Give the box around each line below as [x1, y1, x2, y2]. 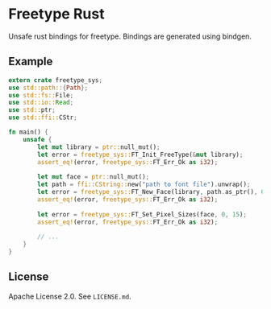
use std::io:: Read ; [8, 98, 74, 107]
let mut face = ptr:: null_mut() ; [37, 173, 150, 181]
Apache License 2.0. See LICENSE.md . [8, 291, 131, 301]
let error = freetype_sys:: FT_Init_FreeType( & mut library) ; [37, 150, 244, 159]
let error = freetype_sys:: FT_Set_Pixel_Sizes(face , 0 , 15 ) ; [37, 210, 248, 218]
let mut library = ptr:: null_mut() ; [37, 142, 161, 151]
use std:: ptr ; [8, 106, 56, 114]
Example [8, 55, 53, 68]
